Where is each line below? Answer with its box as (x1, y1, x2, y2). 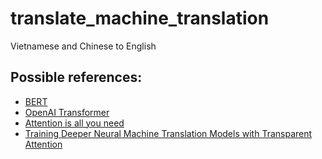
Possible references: (10, 69, 143, 86)
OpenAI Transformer (24, 106, 110, 118)
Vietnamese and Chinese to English (10, 40, 157, 52)
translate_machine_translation (10, 7, 270, 30)
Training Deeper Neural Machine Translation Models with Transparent (24, 127, 313, 139)
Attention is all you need (24, 117, 125, 129)
